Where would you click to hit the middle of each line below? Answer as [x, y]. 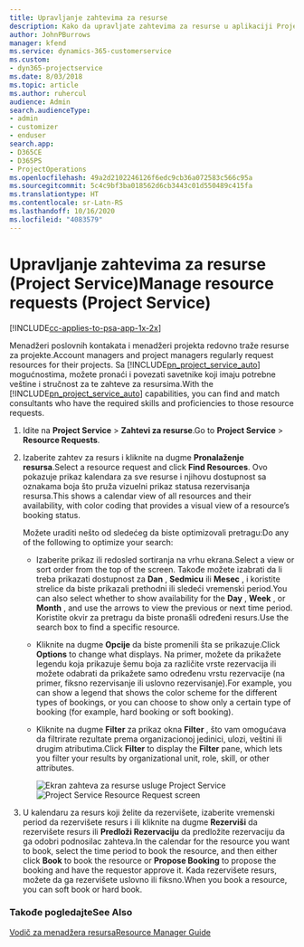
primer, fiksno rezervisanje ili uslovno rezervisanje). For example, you [164, 683]
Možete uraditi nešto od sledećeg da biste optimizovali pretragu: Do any [156, 532]
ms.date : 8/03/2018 [46, 77]
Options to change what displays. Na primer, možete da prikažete [159, 654]
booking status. [52, 515]
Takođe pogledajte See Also [71, 913]
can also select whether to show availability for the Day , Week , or [161, 598]
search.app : [32, 144]
